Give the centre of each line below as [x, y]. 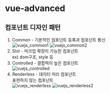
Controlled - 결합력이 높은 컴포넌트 [45, 63]
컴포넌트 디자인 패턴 [33, 27]
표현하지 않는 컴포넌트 [33, 80]
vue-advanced [35, 8]
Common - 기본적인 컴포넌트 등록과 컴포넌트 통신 [59, 40]
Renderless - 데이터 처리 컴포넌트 [44, 74]
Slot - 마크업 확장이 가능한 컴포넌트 [45, 51]
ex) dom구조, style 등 [33, 57]
